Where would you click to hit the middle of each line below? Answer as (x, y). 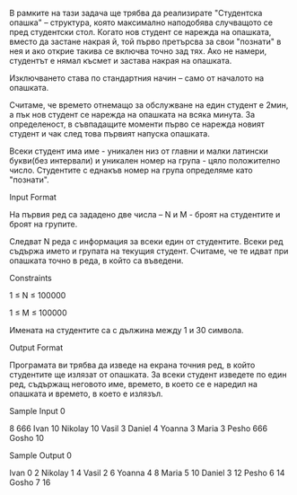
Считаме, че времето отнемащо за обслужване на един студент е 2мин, (149, 105)
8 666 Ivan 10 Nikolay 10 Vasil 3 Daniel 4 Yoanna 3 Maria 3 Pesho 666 (138, 429)
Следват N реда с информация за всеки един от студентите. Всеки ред (147, 241)
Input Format (33, 197)
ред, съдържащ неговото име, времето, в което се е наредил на (134, 384)
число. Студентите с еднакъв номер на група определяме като (131, 170)
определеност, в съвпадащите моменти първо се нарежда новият (137, 124)
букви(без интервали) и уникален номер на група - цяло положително (145, 160)
